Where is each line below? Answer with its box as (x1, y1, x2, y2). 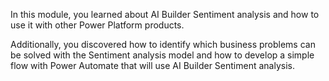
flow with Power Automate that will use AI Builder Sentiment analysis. (10, 60, 295, 71)
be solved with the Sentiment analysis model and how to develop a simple (10, 49, 315, 61)
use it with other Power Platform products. (10, 19, 185, 31)
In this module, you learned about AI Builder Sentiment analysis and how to (10, 9, 320, 20)
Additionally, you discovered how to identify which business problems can (10, 39, 316, 50)
